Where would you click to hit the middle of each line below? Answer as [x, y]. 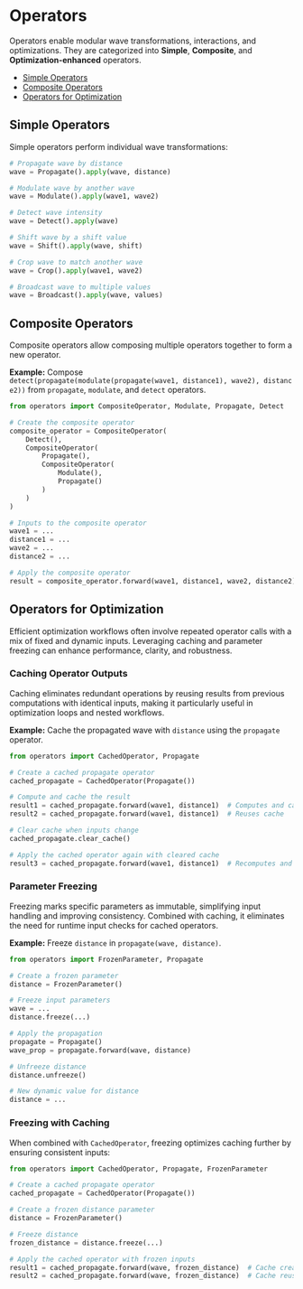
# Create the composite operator [72, 422]
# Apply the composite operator [70, 573]
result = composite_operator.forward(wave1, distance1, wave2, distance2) [153, 581]
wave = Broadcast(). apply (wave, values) [87, 295]
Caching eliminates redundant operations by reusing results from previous [147, 693]
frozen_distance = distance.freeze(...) [87, 1243]
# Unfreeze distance [48, 1067]
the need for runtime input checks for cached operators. [114, 925]
